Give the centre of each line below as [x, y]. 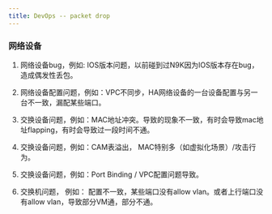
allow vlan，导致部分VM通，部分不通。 [92, 201]
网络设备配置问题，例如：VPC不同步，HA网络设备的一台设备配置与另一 [139, 92]
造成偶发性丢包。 [49, 75]
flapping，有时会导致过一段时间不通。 [91, 130]
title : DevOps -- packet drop [59, 16]
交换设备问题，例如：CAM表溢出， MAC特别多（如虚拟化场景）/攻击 [134, 147]
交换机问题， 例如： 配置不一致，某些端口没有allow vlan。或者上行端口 [138, 191]
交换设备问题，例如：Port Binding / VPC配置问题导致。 [112, 174]
